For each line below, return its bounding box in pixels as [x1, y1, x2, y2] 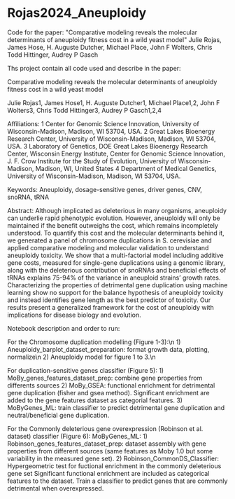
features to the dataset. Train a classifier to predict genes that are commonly [7, 477, 228, 485]
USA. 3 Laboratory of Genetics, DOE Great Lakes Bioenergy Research [7, 142, 208, 150]
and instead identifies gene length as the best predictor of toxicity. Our [7, 296, 211, 304]
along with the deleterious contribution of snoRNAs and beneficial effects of [7, 266, 227, 274]
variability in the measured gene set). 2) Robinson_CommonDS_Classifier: [7, 454, 219, 463]
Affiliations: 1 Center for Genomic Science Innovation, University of [7, 119, 199, 128]
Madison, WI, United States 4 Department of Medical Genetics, [35, 164, 217, 172]
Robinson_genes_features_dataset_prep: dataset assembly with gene [7, 439, 206, 448]
